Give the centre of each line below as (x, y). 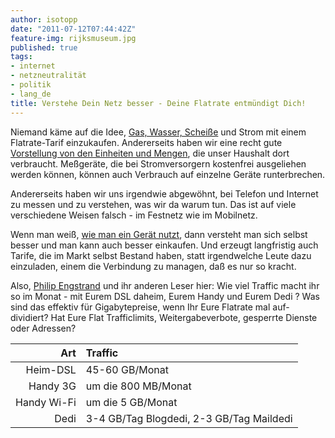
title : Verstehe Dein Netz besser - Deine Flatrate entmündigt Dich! (158, 103)
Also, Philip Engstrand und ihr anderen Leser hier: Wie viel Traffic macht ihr (165, 285)
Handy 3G (52, 386)
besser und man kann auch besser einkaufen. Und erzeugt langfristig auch (164, 245)
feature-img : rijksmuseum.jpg (73, 38)
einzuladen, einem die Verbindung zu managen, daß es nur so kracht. (153, 266)
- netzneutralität (48, 76)
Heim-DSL (51, 369)
